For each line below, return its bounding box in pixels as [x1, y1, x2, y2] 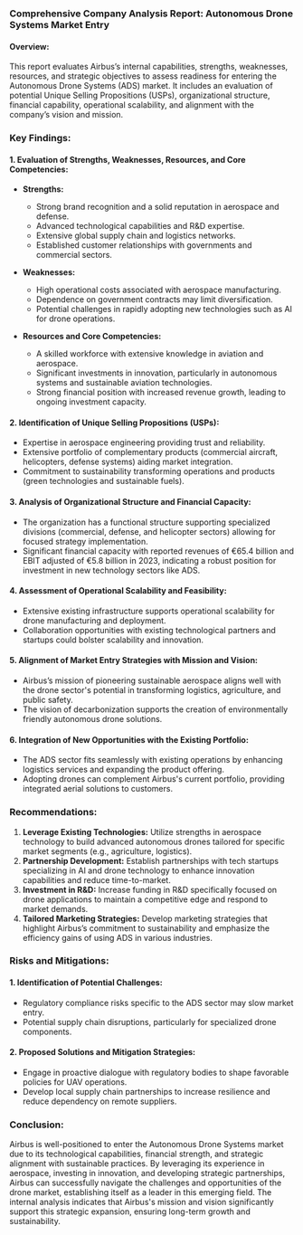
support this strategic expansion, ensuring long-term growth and [9, 1206, 251, 1217]
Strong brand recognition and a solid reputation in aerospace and [35, 202, 279, 213]
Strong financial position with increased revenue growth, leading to [35, 387, 287, 398]
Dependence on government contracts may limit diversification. [35, 294, 273, 305]
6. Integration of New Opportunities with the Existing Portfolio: [9, 734, 249, 745]
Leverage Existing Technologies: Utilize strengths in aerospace [22, 826, 262, 837]
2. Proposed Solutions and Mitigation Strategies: [9, 1047, 196, 1058]
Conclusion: [9, 1118, 64, 1131]
